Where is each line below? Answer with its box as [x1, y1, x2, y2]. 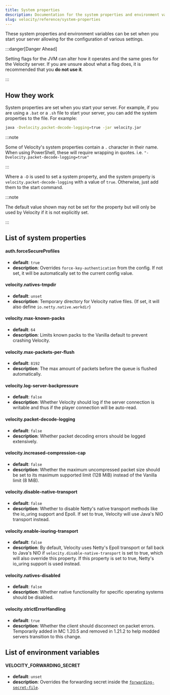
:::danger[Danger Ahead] [5, 46, 57, 52]
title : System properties [5, 7, 60, 13]
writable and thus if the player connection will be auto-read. [12, 405, 138, 411]
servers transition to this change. [12, 633, 82, 639]
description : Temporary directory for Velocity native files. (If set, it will [12, 298, 159, 304]
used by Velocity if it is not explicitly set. [5, 209, 89, 215]
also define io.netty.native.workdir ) [12, 304, 91, 310]
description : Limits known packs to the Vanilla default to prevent [12, 332, 148, 338]
